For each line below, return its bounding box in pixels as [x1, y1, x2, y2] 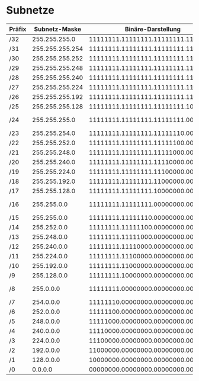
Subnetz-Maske [34, 25, 82, 33]
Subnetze [6, 4, 54, 17]
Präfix [9, 25, 27, 33]
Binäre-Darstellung [124, 25, 181, 33]
